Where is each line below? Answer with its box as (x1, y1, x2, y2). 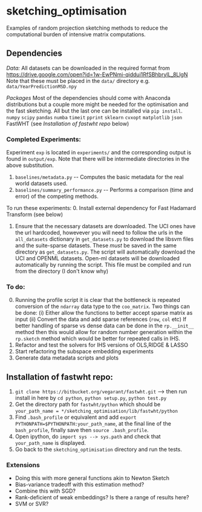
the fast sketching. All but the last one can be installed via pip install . (6, 107, 183, 114)
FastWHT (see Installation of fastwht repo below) (6, 120, 129, 127)
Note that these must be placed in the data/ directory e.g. (6, 77, 150, 84)
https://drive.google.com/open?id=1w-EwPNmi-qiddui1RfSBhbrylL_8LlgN (6, 71, 188, 78)
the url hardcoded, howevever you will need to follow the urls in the (15, 229, 183, 237)
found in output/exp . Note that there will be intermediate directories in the (6, 156, 189, 163)
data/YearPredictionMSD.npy (6, 84, 77, 90)
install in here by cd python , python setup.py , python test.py (15, 395, 167, 402)
